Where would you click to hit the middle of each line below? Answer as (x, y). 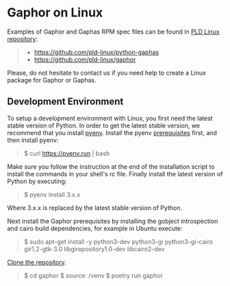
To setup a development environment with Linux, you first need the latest (110, 118)
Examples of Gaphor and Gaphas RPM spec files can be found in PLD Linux (114, 32)
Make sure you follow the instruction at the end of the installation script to (111, 167)
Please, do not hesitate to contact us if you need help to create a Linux (107, 73)
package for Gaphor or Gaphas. (52, 80)
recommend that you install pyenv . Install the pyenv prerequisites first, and (112, 132)
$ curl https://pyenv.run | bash (67, 153)
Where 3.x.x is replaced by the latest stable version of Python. (95, 208)
